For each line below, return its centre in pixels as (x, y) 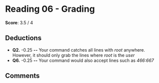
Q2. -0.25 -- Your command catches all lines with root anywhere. (79, 50)
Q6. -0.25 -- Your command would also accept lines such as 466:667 (83, 60)
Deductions (23, 38)
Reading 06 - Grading (50, 9)
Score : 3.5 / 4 (19, 23)
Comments (22, 76)
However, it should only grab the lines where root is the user (73, 55)
